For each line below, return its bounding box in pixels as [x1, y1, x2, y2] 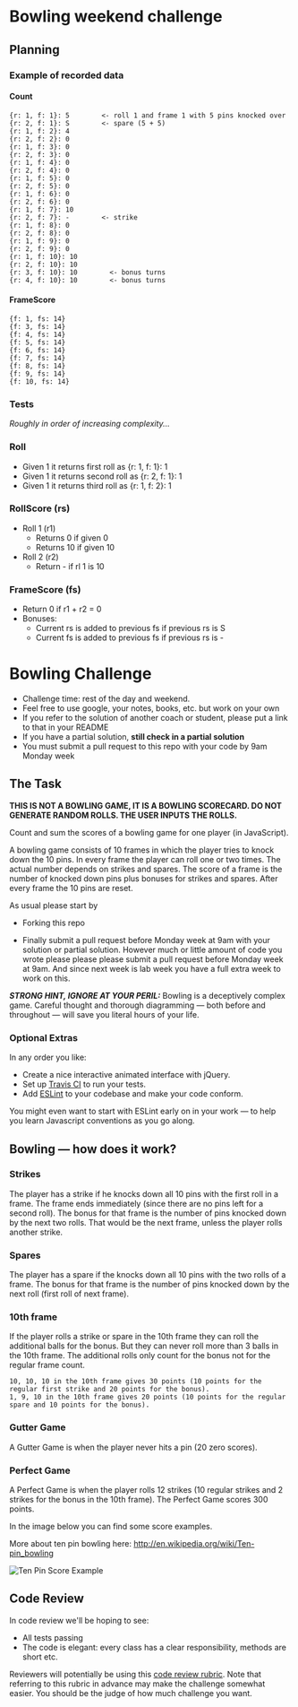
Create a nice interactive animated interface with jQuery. [21, 1070, 231, 1080]
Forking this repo [21, 917, 86, 928]
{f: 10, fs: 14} [9, 377, 70, 386]
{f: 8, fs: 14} [9, 361, 66, 370]
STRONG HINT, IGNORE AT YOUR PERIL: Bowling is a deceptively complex [9, 990, 286, 1001]
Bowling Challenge [9, 663, 152, 684]
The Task [9, 776, 63, 792]
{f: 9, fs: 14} [9, 369, 66, 378]
